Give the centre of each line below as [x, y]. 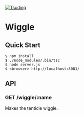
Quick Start [23, 45]
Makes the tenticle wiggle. [31, 108]
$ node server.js [23, 65]
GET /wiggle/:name [29, 98]
